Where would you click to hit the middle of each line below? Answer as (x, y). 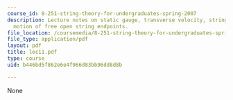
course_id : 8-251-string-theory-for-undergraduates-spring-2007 (102, 13)
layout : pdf (24, 46)
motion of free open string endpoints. (71, 26)
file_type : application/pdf (48, 39)
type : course (26, 59)
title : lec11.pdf (32, 52)
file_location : (29, 33)
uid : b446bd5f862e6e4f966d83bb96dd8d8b (65, 65)
